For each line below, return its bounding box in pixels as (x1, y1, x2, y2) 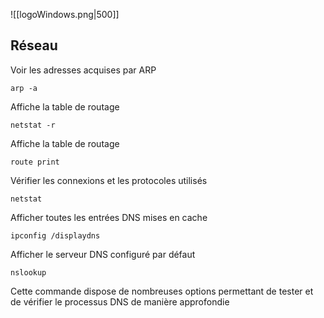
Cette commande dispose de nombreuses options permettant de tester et (10, 285, 314, 297)
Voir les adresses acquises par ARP (10, 64, 157, 76)
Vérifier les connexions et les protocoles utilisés (10, 174, 208, 186)
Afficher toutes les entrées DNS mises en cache (10, 211, 208, 223)
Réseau (10, 37, 58, 54)
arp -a (10, 83, 38, 93)
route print (10, 157, 60, 167)
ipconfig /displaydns (10, 230, 101, 241)
